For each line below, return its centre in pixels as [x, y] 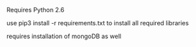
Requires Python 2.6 [36, 10]
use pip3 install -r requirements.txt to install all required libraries [98, 23]
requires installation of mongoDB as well [64, 36]
